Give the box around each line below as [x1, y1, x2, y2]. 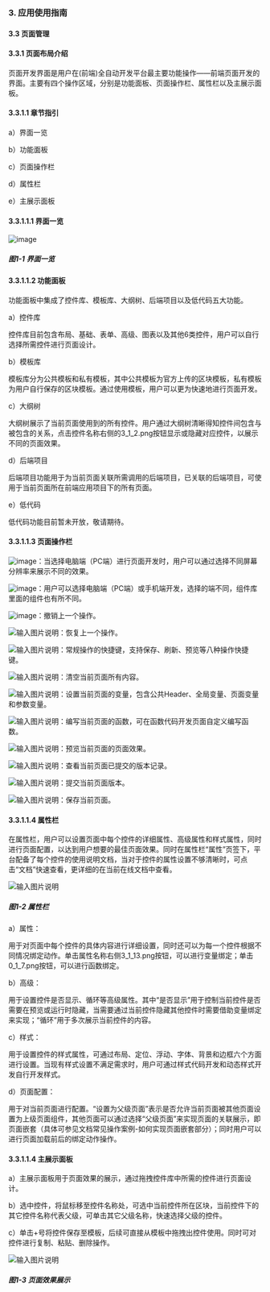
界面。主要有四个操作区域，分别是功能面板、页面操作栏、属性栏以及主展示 [8, 78, 255, 88]
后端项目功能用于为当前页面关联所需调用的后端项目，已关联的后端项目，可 [8, 472, 255, 482]
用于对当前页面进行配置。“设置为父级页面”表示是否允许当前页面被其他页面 [8, 1104, 255, 1114]
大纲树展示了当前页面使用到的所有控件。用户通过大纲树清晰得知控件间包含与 [8, 418, 262, 428]
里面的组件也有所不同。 [8, 593, 86, 603]
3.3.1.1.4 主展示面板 [8, 1154, 74, 1164]
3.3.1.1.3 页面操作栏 [8, 537, 73, 546]
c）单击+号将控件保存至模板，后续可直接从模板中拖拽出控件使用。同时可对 [8, 1228, 257, 1238]
